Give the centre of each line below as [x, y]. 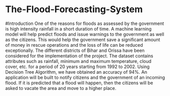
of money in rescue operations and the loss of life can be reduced [74, 45]
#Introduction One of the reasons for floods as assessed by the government [85, 23]
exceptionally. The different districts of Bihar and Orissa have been [75, 50]
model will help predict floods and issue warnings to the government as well [85, 34]
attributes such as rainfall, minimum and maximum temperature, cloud [78, 61]
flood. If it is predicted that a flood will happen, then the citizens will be [79, 83]
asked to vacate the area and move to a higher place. [61, 88]
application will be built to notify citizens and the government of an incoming [85, 77]
